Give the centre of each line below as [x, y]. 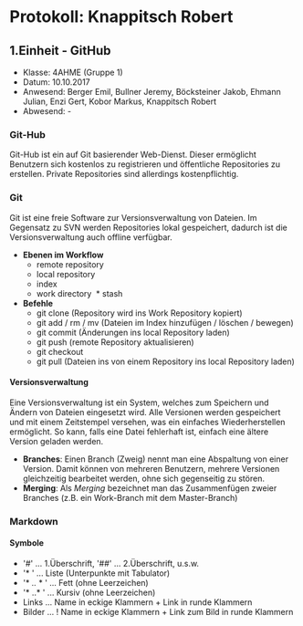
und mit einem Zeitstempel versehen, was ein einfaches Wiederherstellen [147, 422]
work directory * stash [79, 293]
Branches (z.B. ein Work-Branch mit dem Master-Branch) [130, 497]
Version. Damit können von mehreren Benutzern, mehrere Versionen [151, 468]
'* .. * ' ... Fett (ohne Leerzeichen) [85, 582]
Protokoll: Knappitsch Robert [121, 17]
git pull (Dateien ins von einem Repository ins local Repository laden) [165, 361]
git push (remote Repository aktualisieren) [115, 342]
